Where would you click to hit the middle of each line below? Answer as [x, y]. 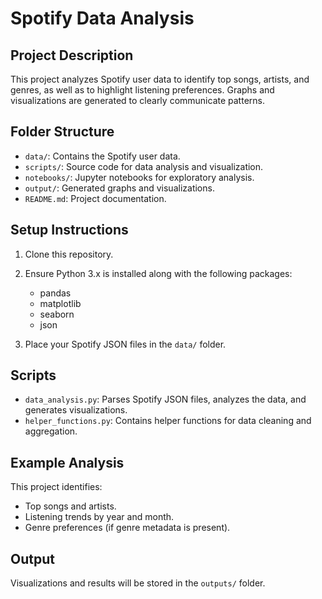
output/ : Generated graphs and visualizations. [119, 188]
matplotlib [60, 303]
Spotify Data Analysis [102, 18]
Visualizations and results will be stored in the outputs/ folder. [138, 583]
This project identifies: [56, 487]
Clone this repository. [69, 254]
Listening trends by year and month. [99, 517]
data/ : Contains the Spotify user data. [102, 156]
